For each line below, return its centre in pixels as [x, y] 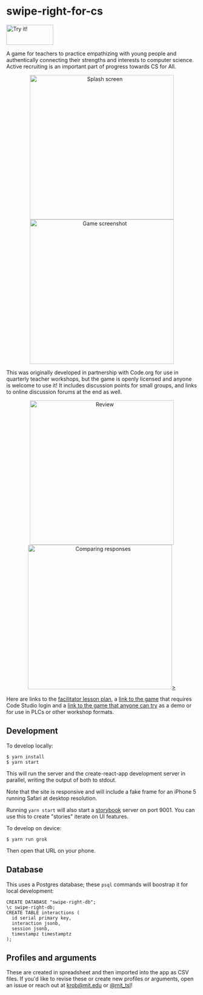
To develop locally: [30, 746]
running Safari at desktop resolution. [52, 798]
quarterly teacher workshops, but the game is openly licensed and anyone [99, 379]
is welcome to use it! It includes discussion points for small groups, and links [101, 385]
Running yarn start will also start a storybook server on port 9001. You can [101, 810]
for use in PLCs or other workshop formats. [60, 712]
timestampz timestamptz [42, 934]
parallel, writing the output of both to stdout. [62, 780]
